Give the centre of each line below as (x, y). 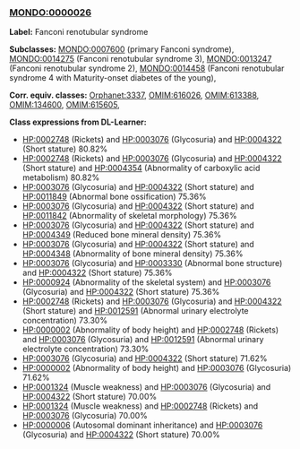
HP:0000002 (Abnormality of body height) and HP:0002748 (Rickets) (150, 330)
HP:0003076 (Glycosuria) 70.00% (85, 416)
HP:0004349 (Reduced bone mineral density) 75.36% (122, 235)
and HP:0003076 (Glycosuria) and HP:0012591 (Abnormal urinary (143, 340)
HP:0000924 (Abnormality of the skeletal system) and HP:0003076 (146, 282)
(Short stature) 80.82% (65, 149)
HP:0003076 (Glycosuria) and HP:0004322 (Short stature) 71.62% (145, 358)
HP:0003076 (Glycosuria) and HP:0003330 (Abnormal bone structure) (152, 263)
